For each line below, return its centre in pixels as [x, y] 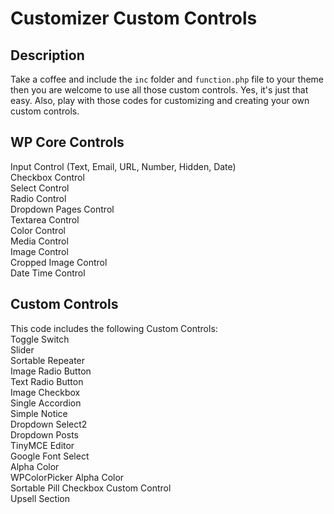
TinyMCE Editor [42, 445]
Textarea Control [45, 219]
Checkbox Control [47, 177]
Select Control [40, 188]
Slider [22, 349]
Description [47, 55]
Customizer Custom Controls [134, 18]
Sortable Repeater [48, 360]
